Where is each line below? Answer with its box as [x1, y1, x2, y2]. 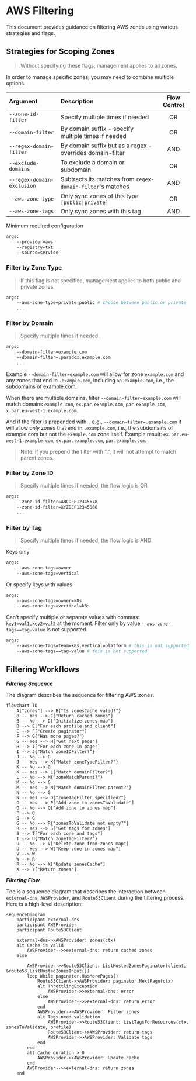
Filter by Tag [6, 523, 43, 531]
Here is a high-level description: [6, 900, 83, 907]
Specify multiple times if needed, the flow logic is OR [20, 482, 148, 489]
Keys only [6, 548, 30, 555]
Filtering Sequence [6, 680, 54, 687]
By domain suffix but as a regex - [60, 141, 153, 150]
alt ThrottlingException [37, 983, 98, 989]
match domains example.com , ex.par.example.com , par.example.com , [6, 400, 167, 407]
